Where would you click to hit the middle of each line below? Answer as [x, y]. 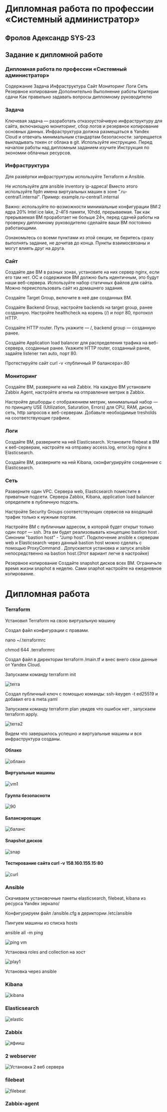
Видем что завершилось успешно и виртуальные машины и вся [74, 733]
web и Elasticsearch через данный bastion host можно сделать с [74, 543]
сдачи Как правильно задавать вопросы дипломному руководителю [79, 97]
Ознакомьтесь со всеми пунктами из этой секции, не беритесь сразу [80, 237]
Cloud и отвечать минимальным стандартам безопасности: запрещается [83, 137]
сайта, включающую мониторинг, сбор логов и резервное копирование [82, 126]
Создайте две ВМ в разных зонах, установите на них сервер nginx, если [82, 272]
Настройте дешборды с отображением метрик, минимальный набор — [82, 402]
